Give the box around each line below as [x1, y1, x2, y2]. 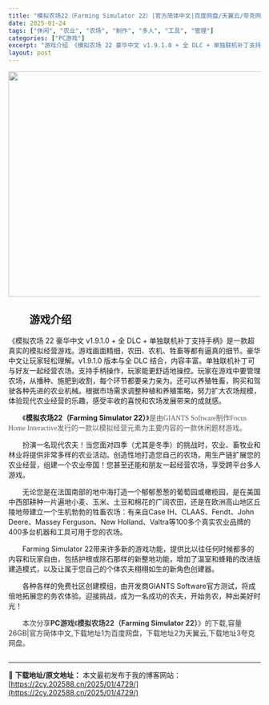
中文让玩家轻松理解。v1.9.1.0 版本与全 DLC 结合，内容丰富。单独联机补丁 [8, 356, 248, 365]
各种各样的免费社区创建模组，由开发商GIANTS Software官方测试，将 [22, 581, 249, 590]
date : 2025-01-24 [8, 19, 66, 27]
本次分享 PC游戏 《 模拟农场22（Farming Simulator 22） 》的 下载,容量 [22, 618, 243, 627]
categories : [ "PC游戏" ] [8, 34, 86, 42]
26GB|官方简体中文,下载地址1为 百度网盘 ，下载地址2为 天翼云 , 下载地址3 [8, 628, 242, 638]
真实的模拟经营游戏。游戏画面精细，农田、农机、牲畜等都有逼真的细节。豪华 [8, 345, 261, 355]
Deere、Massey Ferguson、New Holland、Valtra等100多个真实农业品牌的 [8, 517, 251, 526]
